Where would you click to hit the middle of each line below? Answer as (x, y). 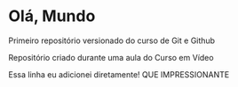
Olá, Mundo (52, 16)
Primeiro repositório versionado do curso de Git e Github (111, 40)
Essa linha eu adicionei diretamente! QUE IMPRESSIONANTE (119, 74)
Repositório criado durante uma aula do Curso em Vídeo (111, 57)
